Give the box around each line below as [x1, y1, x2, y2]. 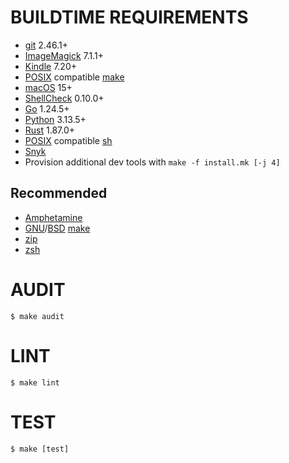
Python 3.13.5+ [24, 113, 87, 125]
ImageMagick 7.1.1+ [24, 49, 105, 61]
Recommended [10, 185, 108, 202]
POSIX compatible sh [24, 134, 113, 146]
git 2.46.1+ [24, 39, 68, 51]
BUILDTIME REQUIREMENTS [10, 6, 249, 29]
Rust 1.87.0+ [24, 124, 76, 136]
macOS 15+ [24, 81, 73, 93]
